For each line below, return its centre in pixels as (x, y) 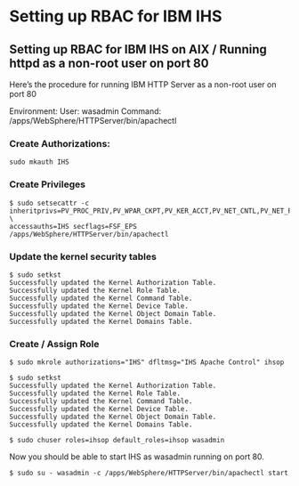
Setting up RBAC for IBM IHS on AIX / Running (138, 49)
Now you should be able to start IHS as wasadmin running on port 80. (137, 457)
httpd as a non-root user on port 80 (109, 63)
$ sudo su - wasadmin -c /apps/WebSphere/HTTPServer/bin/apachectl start (149, 474)
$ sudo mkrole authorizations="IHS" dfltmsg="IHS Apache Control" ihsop (147, 362)
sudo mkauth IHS (39, 162)
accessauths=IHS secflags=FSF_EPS (73, 226)
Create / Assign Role (54, 344)
